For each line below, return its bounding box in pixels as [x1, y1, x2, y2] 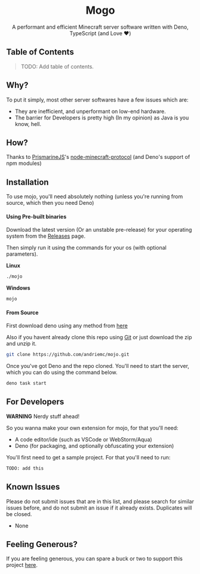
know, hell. [14, 120, 42, 127]
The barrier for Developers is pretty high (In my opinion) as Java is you [14, 114, 189, 121]
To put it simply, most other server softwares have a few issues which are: [6, 96, 189, 103]
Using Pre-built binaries [6, 213, 67, 220]
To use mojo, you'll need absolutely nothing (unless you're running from [6, 193, 183, 200]
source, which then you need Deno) [6, 199, 94, 207]
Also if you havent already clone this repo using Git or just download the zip [6, 334, 192, 341]
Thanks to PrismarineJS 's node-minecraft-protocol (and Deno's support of [6, 154, 190, 161]
